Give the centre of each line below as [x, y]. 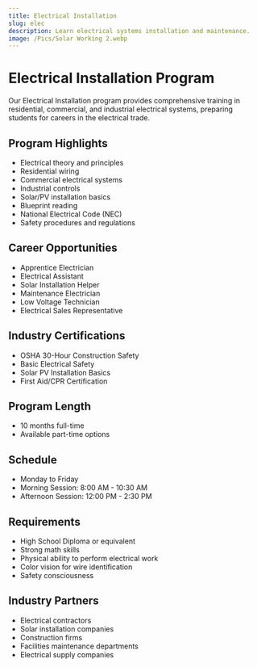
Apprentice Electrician [57, 267]
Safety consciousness [57, 576]
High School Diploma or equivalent [77, 541]
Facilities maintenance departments [79, 646]
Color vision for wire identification [76, 567]
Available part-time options [65, 434]
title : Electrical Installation [62, 16]
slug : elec [27, 23]
